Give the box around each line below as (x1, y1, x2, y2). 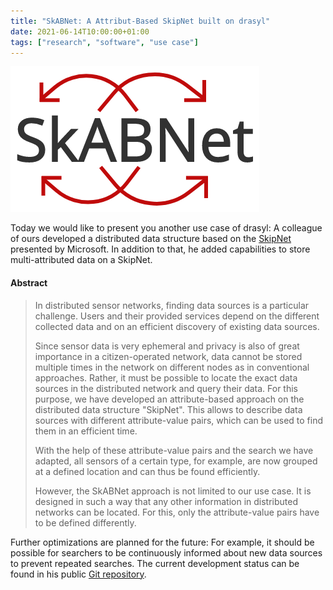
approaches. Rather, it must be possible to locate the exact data (34, 371, 298, 384)
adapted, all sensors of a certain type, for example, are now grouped (34, 455, 318, 467)
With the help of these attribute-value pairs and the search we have (34, 444, 314, 456)
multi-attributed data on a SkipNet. (10, 254, 153, 266)
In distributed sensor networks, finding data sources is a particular (34, 299, 310, 311)
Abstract (10, 276, 48, 289)
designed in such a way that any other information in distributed (34, 495, 299, 507)
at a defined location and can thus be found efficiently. (34, 465, 261, 477)
